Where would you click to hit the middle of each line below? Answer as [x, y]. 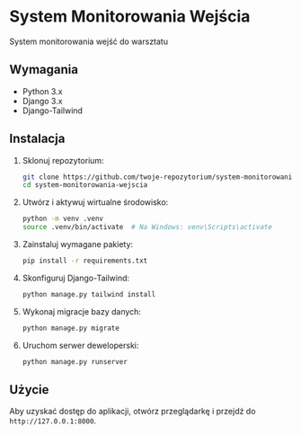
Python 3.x [42, 91]
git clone [41, 177]
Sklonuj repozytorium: [63, 160]
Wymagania [44, 70]
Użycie [29, 390]
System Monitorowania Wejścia [130, 17]
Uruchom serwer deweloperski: [80, 345]
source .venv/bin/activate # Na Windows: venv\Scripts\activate [147, 227]
